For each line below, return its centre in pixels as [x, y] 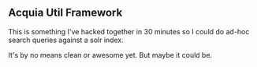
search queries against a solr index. [66, 40]
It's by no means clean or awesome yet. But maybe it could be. [110, 55]
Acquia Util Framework [65, 13]
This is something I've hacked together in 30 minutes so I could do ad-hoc [129, 31]
